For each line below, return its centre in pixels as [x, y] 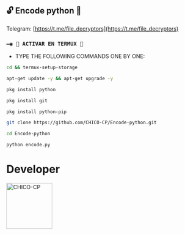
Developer [33, 169]
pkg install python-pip [37, 112]
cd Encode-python [28, 134]
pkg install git [27, 100]
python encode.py [28, 145]
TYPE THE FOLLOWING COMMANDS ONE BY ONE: [80, 56]
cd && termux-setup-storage [42, 68]
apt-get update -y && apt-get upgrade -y [60, 78]
